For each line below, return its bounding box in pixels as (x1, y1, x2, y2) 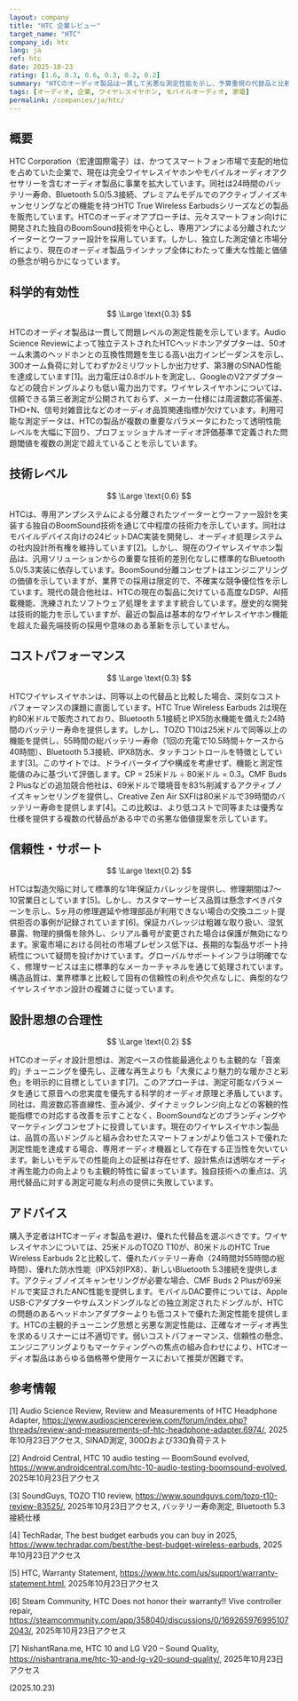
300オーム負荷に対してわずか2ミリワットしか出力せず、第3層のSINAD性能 (9, 361, 282, 370)
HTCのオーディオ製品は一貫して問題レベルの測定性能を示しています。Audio (9, 327, 286, 338)
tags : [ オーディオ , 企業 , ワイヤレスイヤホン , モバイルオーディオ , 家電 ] (9, 87, 250, 96)
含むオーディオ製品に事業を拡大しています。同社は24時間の (47, 179, 266, 189)
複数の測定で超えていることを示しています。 (39, 438, 202, 449)
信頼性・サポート (9, 841, 103, 857)
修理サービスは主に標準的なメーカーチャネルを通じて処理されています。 (24, 961, 288, 973)
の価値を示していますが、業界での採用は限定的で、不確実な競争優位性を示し (9, 575, 288, 586)
